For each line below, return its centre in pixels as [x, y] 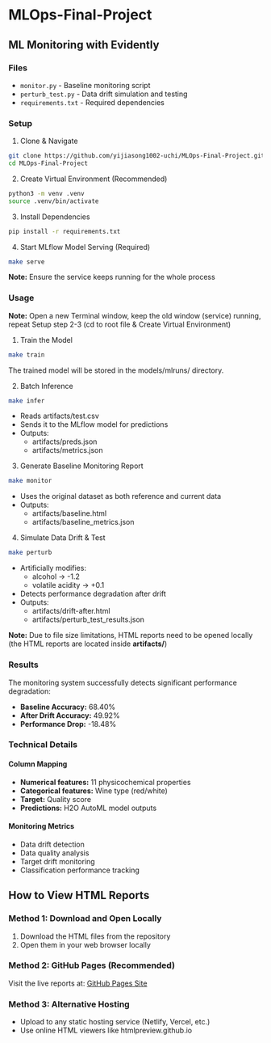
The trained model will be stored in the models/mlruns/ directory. [116, 370]
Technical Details [43, 745]
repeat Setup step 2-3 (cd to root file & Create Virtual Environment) [120, 324]
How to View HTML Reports [79, 895]
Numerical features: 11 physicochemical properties [105, 782]
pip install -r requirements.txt [65, 231]
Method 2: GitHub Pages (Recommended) [92, 965]
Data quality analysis [54, 853]
